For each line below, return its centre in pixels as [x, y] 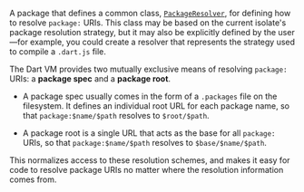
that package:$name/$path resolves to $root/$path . [116, 115]
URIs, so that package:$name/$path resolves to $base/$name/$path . [145, 143]
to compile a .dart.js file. [58, 52]
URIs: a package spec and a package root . [90, 79]
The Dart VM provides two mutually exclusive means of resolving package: [148, 69]
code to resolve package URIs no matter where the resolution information [147, 170]
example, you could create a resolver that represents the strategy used [163, 42]
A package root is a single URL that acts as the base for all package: [149, 133]
